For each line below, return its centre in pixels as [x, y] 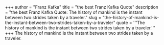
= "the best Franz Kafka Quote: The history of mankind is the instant [74, 12]
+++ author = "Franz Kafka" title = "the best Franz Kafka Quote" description [82, 7]
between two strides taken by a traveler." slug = [53, 17]
